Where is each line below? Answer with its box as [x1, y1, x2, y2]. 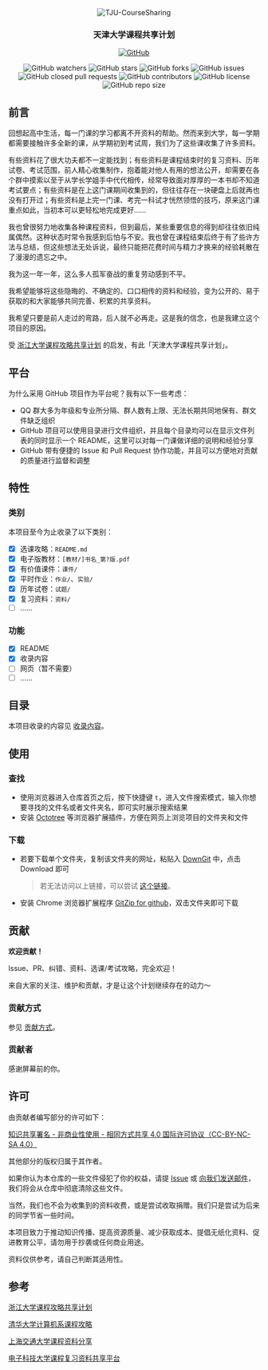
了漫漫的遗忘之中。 [8, 252, 72, 262]
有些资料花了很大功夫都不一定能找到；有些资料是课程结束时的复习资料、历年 [8, 155, 260, 165]
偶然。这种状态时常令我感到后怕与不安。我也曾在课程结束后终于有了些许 [14, 232, 253, 242]
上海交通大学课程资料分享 [8, 1336, 93, 1346]
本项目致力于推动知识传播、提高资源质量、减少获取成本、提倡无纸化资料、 [8, 1227, 253, 1236]
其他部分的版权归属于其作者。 [8, 1156, 106, 1166]
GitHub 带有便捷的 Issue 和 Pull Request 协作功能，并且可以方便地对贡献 [19, 445, 258, 455]
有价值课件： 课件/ [19, 564, 78, 573]
